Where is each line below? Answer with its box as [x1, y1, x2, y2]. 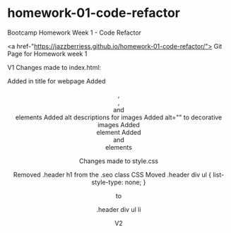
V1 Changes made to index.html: [7, 63, 101, 71]
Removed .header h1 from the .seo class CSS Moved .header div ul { [13, 170, 212, 179]
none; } [124, 178, 146, 186]
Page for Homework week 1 [7, 49, 88, 58]
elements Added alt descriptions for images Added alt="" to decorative [15, 113, 223, 121]
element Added [96, 128, 141, 136]
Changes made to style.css [78, 157, 159, 165]
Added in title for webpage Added [7, 76, 106, 85]
